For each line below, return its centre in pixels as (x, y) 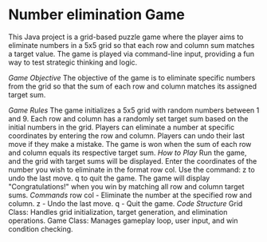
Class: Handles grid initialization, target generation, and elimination (118, 212)
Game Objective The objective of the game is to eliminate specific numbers (132, 77)
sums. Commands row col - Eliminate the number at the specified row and (130, 195)
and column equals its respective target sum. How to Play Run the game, (128, 153)
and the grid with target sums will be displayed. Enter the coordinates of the (133, 161)
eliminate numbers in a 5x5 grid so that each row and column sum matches (132, 45)
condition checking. (41, 228)
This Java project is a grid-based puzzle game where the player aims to (126, 37)
